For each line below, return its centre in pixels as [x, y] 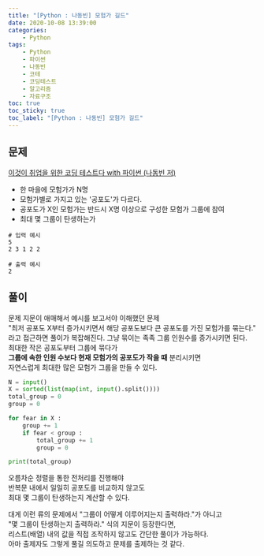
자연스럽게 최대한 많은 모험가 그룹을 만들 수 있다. [83, 367]
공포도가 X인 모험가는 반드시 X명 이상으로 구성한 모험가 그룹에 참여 [122, 209]
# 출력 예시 [24, 264]
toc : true [24, 103]
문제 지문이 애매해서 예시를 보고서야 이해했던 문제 [84, 318]
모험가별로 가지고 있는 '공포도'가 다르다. [80, 199]
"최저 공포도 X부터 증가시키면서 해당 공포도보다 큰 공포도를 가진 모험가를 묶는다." [132, 327]
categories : [28, 30]
